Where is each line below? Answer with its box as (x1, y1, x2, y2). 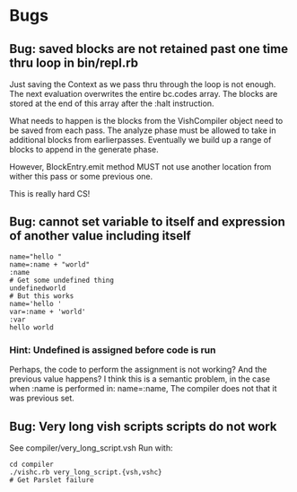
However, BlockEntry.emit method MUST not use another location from (9, 162, 272, 171)
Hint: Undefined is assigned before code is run (9, 343, 216, 356)
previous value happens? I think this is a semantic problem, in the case (9, 373, 271, 384)
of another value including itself (9, 228, 191, 243)
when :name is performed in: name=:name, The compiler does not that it (9, 383, 277, 394)
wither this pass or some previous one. (9, 171, 153, 181)
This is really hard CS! (9, 189, 91, 198)
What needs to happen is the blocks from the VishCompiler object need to (9, 116, 284, 126)
